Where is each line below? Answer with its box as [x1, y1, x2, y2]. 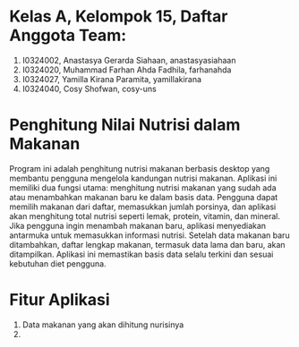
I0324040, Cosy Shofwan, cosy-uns [21, 83, 157, 94]
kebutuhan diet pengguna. [9, 258, 107, 269]
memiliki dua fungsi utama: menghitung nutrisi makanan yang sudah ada [9, 182, 277, 193]
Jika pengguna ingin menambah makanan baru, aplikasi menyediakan [9, 220, 267, 231]
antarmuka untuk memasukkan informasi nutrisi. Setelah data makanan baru [9, 230, 290, 241]
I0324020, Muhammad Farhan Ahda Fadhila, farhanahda [21, 64, 232, 75]
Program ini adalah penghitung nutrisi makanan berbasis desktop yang [9, 163, 270, 173]
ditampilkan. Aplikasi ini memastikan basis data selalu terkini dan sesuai [9, 249, 274, 259]
